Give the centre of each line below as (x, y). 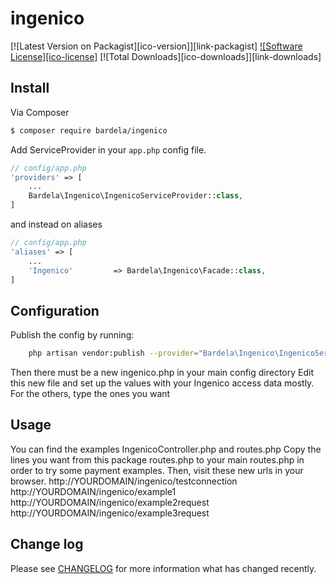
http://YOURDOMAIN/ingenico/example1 (93, 491)
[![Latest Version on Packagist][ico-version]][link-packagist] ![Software (156, 46)
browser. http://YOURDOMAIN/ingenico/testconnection (124, 481)
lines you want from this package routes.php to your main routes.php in (157, 459)
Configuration (55, 310)
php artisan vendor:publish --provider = (113, 353)
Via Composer (40, 112)
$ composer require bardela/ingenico (89, 130)
